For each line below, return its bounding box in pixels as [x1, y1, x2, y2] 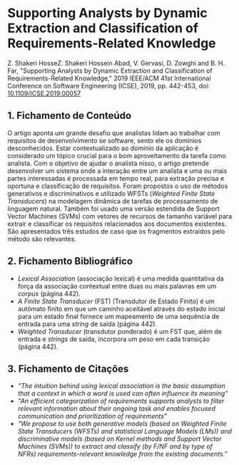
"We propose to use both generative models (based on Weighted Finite [17, 419, 227, 428]
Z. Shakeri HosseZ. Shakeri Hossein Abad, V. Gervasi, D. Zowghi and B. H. [7, 58, 225, 67]
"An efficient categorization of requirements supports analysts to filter [17, 397, 225, 405]
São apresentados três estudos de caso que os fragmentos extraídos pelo [7, 226, 225, 236]
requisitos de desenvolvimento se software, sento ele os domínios [7, 136, 202, 145]
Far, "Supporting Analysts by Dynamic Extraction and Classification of [7, 66, 213, 75]
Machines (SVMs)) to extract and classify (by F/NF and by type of [17, 442, 213, 451]
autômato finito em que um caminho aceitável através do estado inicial [17, 304, 225, 313]
